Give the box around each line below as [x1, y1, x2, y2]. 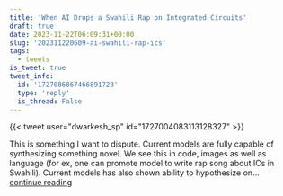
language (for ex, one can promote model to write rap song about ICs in [9, 158, 275, 169]
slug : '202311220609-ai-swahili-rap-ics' [9, 38, 167, 48]
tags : [9, 47, 30, 56]
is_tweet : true [9, 64, 66, 73]
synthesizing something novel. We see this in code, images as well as [9, 148, 267, 159]
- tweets [17, 55, 50, 64]
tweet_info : [9, 72, 54, 81]
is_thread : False [17, 96, 83, 106]
